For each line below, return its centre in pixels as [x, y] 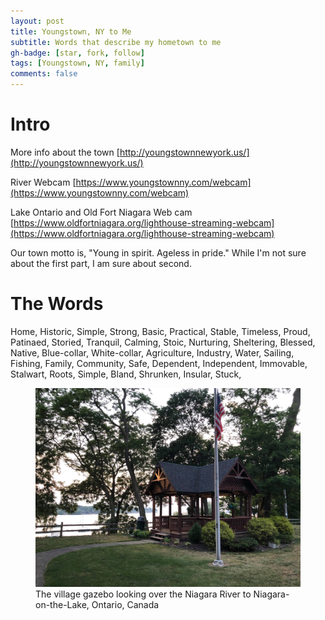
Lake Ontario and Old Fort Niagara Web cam [101, 212]
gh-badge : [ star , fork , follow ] [77, 53]
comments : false [44, 74]
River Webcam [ [43, 182]
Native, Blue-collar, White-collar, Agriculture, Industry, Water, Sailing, [152, 352]
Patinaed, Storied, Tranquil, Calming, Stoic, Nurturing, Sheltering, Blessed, [163, 342]
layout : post [37, 21]
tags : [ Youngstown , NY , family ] [77, 63]
